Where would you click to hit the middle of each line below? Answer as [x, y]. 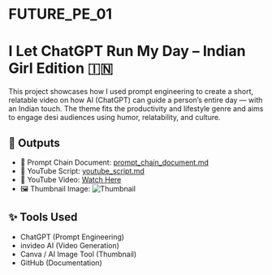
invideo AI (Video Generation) [70, 245]
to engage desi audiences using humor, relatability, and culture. [114, 118]
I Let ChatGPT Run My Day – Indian [127, 52]
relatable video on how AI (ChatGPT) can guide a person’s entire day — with [136, 100]
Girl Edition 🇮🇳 [61, 69]
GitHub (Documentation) [61, 262]
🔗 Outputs [35, 143]
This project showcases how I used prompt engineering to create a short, [131, 92]
